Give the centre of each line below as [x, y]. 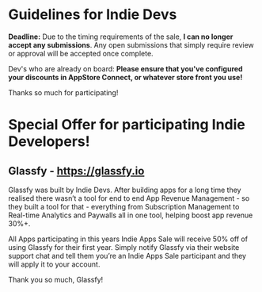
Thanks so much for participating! [63, 92]
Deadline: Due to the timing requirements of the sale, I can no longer [121, 36]
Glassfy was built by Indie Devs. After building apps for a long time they [125, 190]
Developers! [49, 142]
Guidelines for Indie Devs [93, 15]
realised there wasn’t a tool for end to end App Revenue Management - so [129, 198]
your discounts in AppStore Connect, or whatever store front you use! [125, 77]
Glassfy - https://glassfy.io [76, 171]
